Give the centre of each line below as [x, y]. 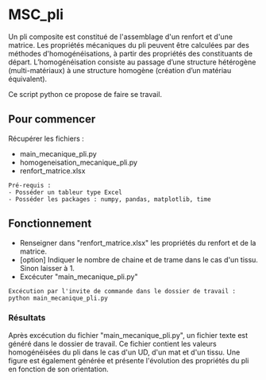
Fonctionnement [50, 224]
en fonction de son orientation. [58, 369]
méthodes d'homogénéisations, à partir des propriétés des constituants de [130, 53]
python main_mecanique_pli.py [58, 298]
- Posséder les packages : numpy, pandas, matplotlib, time [110, 199]
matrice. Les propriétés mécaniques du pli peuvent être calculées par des [129, 45]
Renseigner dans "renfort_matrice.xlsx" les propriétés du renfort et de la [138, 242]
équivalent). [28, 79]
